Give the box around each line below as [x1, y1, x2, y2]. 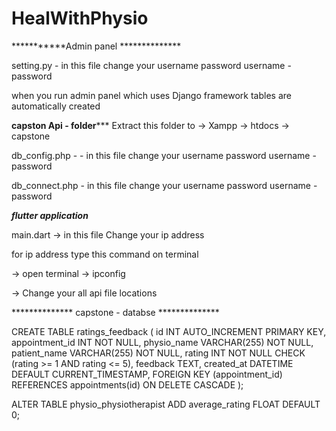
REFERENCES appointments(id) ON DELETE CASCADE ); [11, 378, 244, 391]
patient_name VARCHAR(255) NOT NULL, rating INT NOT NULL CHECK [11, 347, 306, 359]
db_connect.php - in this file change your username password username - [11, 179, 318, 191]
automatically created [11, 100, 101, 112]
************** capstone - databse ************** [11, 306, 220, 318]
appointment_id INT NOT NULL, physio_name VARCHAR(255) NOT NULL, [11, 336, 314, 348]
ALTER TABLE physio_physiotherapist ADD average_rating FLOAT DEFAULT [11, 398, 321, 410]
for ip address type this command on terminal [11, 248, 199, 260]
